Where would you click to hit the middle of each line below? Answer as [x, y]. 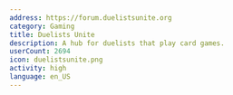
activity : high [38, 69]
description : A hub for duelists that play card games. [117, 43]
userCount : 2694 [40, 52]
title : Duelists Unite [52, 34]
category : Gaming [42, 26]
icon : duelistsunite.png [56, 60]
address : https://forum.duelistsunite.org [91, 18]
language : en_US [40, 77]
